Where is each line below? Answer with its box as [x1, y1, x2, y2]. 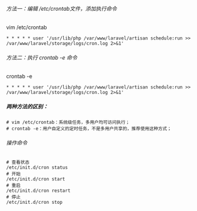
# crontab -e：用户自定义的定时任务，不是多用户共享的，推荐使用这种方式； [6, 126, 172, 132]
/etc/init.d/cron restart [6, 188, 70, 194]
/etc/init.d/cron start [6, 176, 66, 182]
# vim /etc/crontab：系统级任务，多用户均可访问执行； [6, 120, 130, 126]
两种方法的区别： [6, 103, 48, 110]
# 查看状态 [6, 159, 30, 165]
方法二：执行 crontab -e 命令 [6, 54, 78, 61]
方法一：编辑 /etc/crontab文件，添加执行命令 [6, 5, 117, 12]
